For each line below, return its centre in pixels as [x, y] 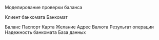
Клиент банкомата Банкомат [36, 17]
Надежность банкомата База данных [45, 32]
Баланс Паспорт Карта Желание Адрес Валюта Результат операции [79, 27]
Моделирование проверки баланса [44, 7]
